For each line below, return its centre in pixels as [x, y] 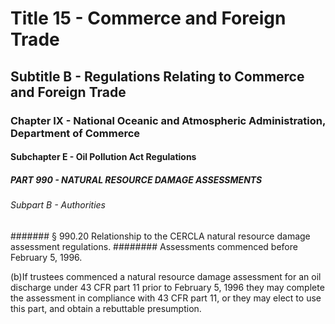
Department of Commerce [75, 133]
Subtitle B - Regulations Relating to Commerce [157, 76]
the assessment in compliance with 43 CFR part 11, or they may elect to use [166, 298]
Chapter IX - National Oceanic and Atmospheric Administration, [168, 120]
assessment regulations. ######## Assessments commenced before [154, 246]
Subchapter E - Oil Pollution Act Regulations [103, 157]
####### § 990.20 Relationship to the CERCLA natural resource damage [160, 236]
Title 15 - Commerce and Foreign [148, 18]
